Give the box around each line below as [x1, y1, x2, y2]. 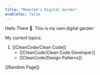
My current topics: [5, 35, 42, 41]
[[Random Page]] [5, 64, 40, 70]
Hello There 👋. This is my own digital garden [5, 25, 94, 31]
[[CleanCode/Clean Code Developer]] [19, 50, 96, 55]
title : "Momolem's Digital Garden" [5, 7, 78, 12]
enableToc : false [5, 12, 40, 17]
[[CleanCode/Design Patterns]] [19, 54, 82, 60]
